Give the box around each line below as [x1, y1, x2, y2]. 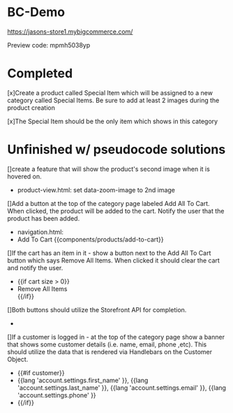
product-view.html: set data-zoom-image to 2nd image [17, 185, 176, 194]
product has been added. [7, 214, 80, 223]
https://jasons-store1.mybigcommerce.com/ [7, 27, 133, 36]
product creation [7, 103, 56, 112]
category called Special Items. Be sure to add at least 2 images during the [7, 96, 220, 104]
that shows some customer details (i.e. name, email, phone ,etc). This [7, 340, 207, 349]
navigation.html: [17, 227, 64, 236]
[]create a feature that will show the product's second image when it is [7, 164, 211, 173]
